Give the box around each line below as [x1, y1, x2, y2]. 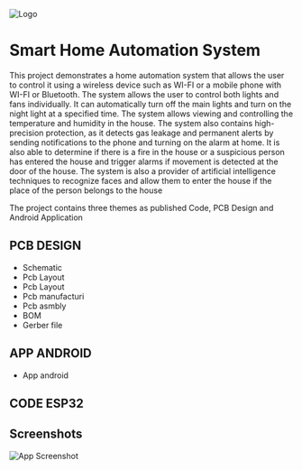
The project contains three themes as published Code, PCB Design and [9, 202, 274, 213]
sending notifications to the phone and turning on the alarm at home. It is [9, 136, 280, 148]
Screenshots [9, 427, 83, 442]
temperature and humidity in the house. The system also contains [9, 117, 253, 128]
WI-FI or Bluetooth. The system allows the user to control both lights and [9, 88, 279, 99]
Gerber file [22, 319, 63, 330]
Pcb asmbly [22, 300, 67, 311]
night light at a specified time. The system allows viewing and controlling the [9, 108, 294, 119]
